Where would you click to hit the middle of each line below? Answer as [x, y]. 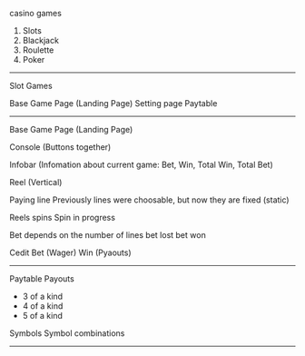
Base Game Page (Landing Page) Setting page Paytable [113, 103]
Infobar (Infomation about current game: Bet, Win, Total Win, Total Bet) [142, 164]
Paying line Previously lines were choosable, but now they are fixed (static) [149, 200]
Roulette [38, 50]
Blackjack [40, 40]
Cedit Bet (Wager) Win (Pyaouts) [70, 252]
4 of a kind [43, 306]
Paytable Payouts [42, 279]
